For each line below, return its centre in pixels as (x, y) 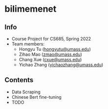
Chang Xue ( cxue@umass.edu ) (50, 59)
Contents (19, 80)
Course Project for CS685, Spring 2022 (51, 39)
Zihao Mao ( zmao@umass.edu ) (51, 54)
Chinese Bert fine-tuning (36, 97)
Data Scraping (26, 92)
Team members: (28, 44)
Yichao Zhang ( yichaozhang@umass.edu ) (61, 65)
